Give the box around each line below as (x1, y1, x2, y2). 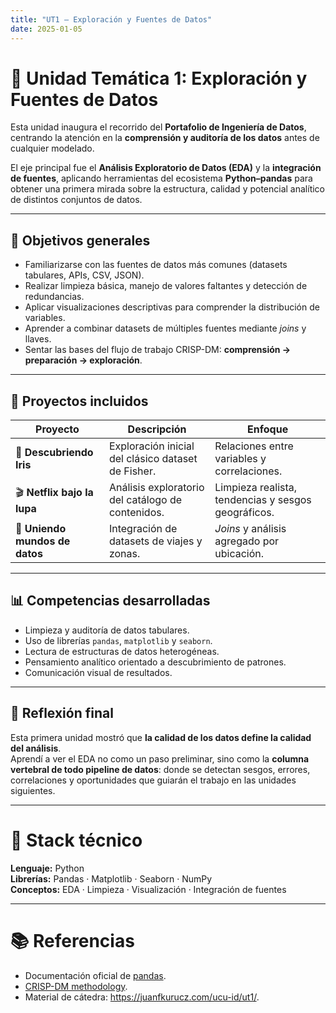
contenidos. (108, 506, 165, 520)
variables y (214, 452, 267, 466)
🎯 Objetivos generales (10, 232, 151, 249)
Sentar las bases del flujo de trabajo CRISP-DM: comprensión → (24, 344, 292, 356)
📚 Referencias (10, 929, 135, 952)
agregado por (214, 534, 280, 548)
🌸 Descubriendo (15, 446, 94, 460)
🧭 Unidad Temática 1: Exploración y (10, 67, 308, 90)
